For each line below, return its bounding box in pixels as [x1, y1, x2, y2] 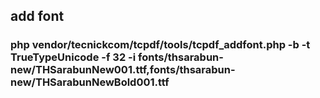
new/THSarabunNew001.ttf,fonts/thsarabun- [10, 63, 236, 77]
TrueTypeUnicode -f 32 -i [10, 50, 137, 64]
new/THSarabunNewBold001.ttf [10, 75, 170, 89]
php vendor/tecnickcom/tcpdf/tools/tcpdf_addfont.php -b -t [10, 38, 311, 52]
